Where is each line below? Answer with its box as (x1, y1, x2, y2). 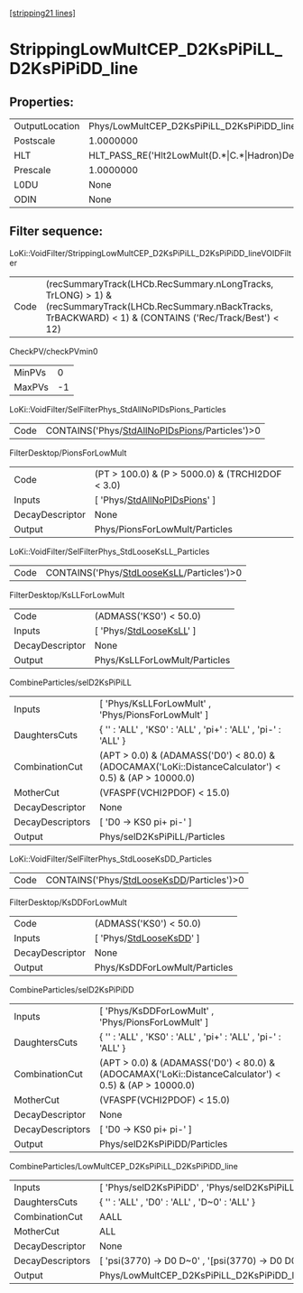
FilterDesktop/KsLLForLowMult (9, 589, 124, 600)
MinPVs (14, 365, 47, 378)
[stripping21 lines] (9, 8, 77, 18)
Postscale (14, 134, 56, 147)
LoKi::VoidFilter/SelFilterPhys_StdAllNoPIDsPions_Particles (9, 403, 227, 414)
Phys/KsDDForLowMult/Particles (94, 961, 234, 974)
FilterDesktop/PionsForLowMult (9, 447, 127, 458)
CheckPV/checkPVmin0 (9, 346, 98, 356)
